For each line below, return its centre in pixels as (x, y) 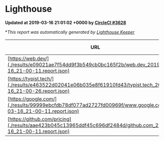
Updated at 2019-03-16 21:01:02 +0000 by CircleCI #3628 (66, 23)
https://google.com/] (33, 99)
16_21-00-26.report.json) (39, 91)
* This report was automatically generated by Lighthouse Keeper (70, 32)
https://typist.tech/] (32, 78)
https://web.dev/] (29, 58)
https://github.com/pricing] (41, 119)
